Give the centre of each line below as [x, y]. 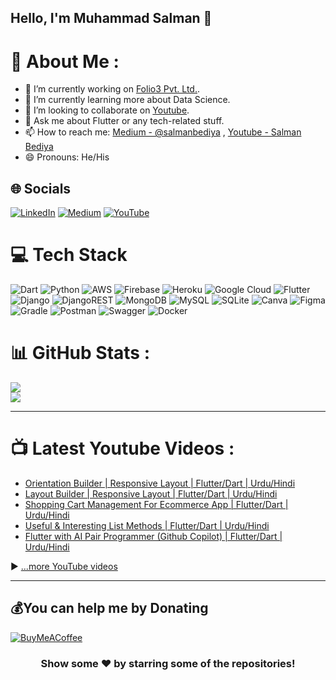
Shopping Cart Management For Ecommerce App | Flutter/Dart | [156, 504]
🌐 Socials [41, 188]
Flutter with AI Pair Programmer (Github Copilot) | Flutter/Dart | [153, 536]
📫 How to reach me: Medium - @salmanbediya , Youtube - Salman [163, 132]
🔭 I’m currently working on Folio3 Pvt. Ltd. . [112, 89]
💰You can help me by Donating [109, 608]
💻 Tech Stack [69, 255]
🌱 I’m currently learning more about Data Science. [127, 100]
